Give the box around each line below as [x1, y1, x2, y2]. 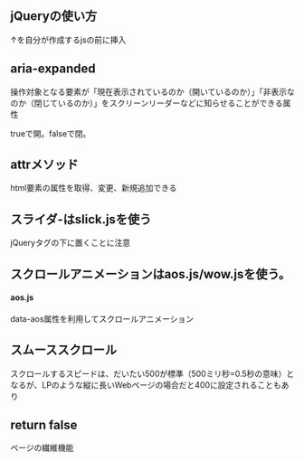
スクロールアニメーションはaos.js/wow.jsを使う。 [10, 266, 291, 282]
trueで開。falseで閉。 [10, 127, 91, 138]
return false [10, 418, 78, 433]
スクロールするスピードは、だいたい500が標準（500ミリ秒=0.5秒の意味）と [10, 368, 295, 379]
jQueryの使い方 [10, 8, 98, 24]
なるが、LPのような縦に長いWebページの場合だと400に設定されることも [10, 379, 281, 390]
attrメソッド [10, 157, 79, 173]
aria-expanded [10, 61, 96, 77]
